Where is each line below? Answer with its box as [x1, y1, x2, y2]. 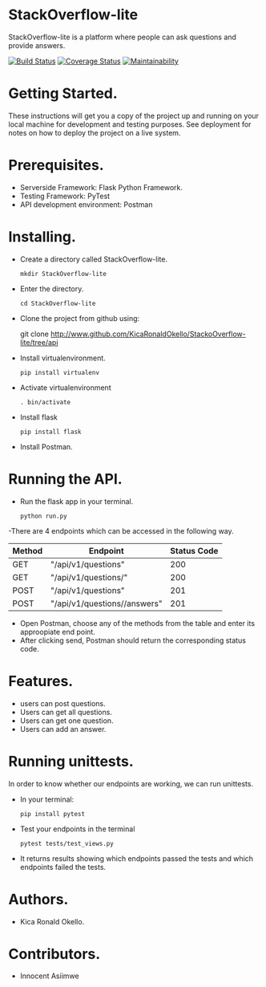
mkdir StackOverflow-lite [19, 270, 107, 278]
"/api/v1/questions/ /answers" [50, 598, 163, 609]
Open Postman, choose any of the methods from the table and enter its [19, 618, 255, 628]
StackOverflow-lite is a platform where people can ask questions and [8, 32, 236, 42]
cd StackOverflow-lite [19, 299, 96, 307]
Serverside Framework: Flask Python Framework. [19, 182, 183, 192]
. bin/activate [19, 398, 71, 406]
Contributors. [8, 944, 101, 963]
